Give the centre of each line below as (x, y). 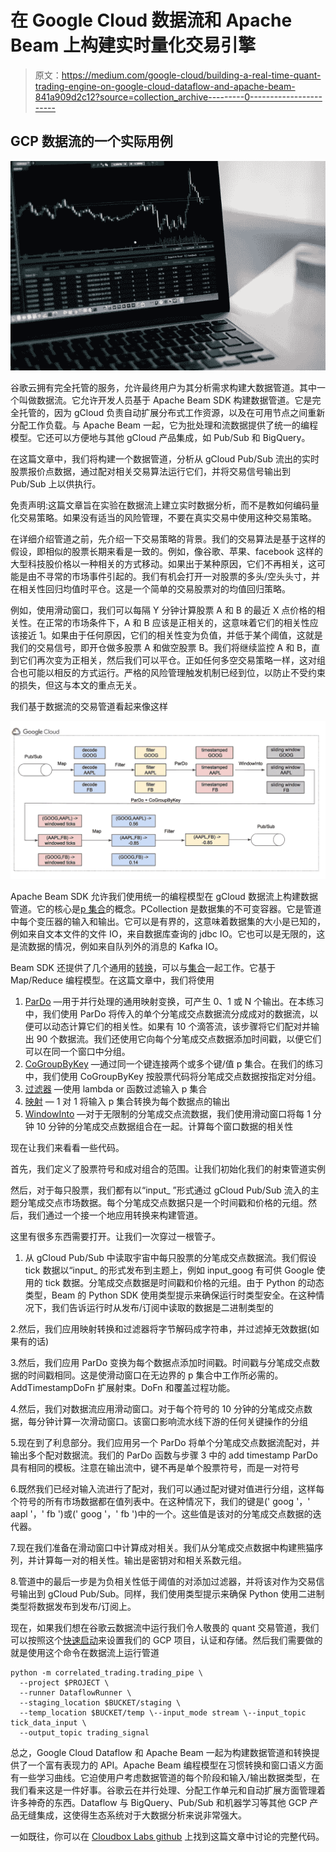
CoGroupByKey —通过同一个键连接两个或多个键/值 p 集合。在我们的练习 (174, 1064)
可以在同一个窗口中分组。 (77, 1052)
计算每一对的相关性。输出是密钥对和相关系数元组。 (141, 1560)
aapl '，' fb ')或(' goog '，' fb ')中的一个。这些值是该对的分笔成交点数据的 (161, 1514)
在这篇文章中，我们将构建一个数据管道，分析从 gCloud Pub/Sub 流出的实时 (165, 459)
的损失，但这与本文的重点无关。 (76, 685)
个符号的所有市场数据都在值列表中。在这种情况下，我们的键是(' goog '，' (160, 1502)
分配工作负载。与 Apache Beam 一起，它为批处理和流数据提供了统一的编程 (164, 425)
